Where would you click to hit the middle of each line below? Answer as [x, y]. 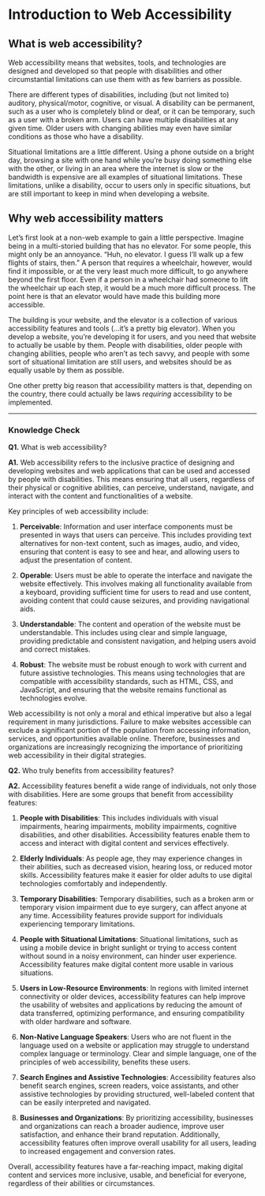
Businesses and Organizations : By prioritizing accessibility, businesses [136, 1118]
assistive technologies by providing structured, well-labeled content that [137, 1094]
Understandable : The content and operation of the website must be [130, 624]
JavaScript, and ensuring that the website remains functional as [123, 690]
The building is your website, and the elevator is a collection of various [123, 320]
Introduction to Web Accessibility [120, 15]
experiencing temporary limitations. [77, 924]
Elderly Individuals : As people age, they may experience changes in [131, 858]
